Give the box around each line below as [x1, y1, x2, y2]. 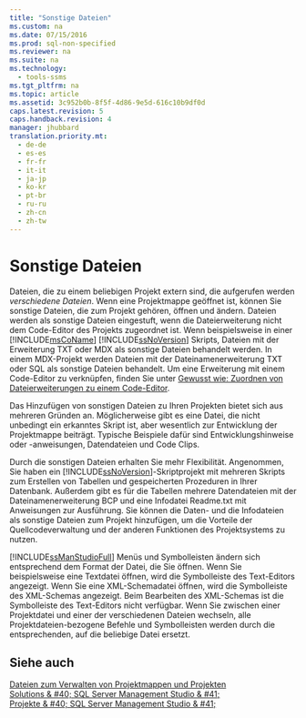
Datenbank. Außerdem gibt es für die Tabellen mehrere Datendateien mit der [9, 485, 297, 496]
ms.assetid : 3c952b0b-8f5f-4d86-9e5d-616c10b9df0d [9, 97, 206, 107]
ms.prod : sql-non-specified [9, 38, 117, 48]
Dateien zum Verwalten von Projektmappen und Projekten [9, 679, 227, 690]
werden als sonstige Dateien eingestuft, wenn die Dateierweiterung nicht [9, 315, 282, 326]
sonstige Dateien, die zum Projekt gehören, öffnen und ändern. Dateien [9, 305, 277, 316]
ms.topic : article [9, 89, 79, 98]
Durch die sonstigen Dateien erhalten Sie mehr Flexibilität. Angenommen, [9, 456, 284, 467]
